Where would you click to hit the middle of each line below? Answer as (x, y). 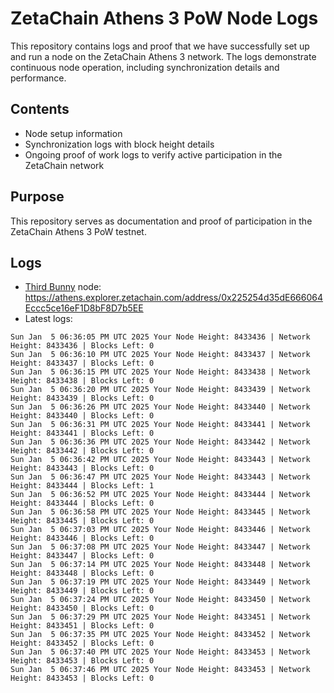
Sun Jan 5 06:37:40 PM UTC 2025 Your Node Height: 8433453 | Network (160, 652)
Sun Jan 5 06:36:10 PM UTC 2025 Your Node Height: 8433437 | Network (160, 355)
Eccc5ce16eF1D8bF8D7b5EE (84, 308)
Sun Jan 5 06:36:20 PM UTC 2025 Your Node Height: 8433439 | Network (160, 390)
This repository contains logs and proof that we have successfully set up (160, 46)
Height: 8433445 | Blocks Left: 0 (82, 521)
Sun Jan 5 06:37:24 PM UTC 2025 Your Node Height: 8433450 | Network (160, 600)
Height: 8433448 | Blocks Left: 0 (82, 573)
